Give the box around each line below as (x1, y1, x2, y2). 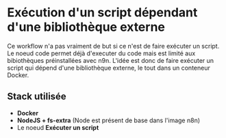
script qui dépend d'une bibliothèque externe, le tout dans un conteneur (7, 64, 210, 72)
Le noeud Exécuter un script (16, 123, 99, 131)
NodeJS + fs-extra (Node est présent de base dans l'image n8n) (16, 116, 201, 124)
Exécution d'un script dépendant (7, 5, 198, 20)
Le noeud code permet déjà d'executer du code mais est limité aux (7, 49, 196, 57)
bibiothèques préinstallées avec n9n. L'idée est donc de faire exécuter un (7, 56, 214, 64)
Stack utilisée (7, 91, 66, 102)
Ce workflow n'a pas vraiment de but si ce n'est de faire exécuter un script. (7, 42, 220, 50)
